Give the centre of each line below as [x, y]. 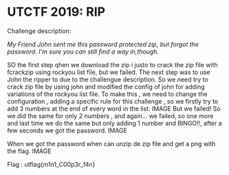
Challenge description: [39, 31]
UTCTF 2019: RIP [56, 12]
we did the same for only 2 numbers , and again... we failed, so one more [110, 116]
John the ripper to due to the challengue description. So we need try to [108, 79]
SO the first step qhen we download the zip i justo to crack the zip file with [112, 65]
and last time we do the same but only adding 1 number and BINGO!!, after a [115, 123]
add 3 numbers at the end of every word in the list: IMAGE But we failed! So [114, 108]
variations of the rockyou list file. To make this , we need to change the [107, 94]
